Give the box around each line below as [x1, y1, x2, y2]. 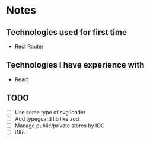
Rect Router [14, 43, 44, 50]
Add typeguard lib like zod [14, 115, 79, 122]
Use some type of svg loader [14, 108, 86, 116]
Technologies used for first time [6, 27, 127, 37]
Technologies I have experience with [6, 60, 145, 70]
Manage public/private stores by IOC [14, 122, 105, 129]
